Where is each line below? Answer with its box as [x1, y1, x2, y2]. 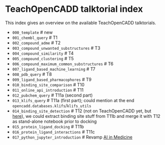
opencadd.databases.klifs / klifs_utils [12, 103, 92, 109]
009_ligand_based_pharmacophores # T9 [12, 76, 92, 82]
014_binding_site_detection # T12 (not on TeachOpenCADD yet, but [12, 108, 152, 114]
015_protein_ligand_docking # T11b [12, 123, 84, 129]
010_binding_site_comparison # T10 [12, 81, 85, 87]
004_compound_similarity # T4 [12, 50, 74, 56]
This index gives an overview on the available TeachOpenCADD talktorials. [5, 20, 157, 26]
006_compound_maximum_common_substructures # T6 [12, 61, 114, 67]
